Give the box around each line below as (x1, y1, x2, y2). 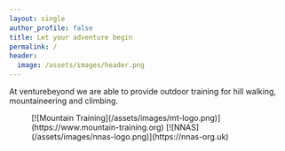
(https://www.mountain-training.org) (31, 122, 164, 132)
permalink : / (9, 42, 58, 51)
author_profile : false (9, 23, 93, 33)
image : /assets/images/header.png (17, 61, 145, 70)
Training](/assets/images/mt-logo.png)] (75, 113, 221, 123)
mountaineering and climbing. (9, 95, 118, 106)
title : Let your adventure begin (9, 33, 133, 42)
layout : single (9, 14, 66, 23)
